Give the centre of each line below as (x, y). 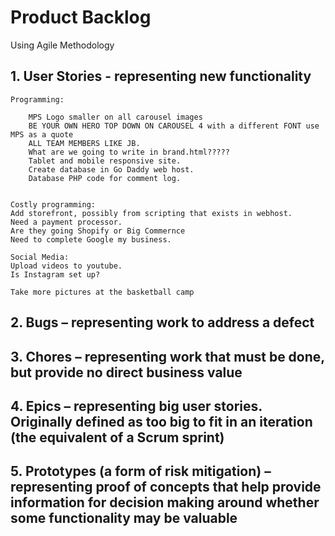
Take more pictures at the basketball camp (102, 292)
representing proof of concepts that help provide (166, 487)
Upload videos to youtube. (66, 266)
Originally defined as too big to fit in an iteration (161, 421)
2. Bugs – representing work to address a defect (162, 322)
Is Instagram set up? (55, 274)
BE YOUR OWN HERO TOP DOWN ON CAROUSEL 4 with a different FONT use (174, 126)
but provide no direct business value (126, 372)
